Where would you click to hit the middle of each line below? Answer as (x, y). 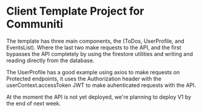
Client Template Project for (75, 11)
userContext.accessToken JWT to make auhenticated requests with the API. (101, 85)
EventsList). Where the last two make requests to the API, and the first (94, 47)
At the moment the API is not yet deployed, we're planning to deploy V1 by (99, 97)
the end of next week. (34, 103)
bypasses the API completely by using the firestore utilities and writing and (99, 54)
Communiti (35, 24)
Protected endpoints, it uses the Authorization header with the (84, 79)
